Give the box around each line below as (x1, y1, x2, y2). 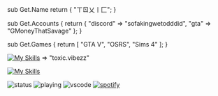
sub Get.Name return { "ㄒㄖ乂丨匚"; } (7, 6, 117, 13)
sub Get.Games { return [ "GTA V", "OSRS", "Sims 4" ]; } (7, 40, 168, 48)
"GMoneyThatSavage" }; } (7, 26, 82, 35)
